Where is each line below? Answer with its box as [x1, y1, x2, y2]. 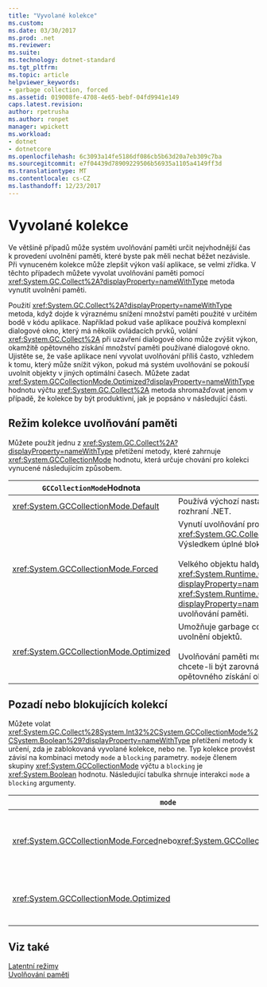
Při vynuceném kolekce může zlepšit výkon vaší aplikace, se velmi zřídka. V [8, 260, 257, 269]
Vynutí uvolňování [177, 519, 245, 530]
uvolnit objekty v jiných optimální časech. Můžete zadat [8, 368, 190, 378]
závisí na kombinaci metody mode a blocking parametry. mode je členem [8, 753, 238, 762]
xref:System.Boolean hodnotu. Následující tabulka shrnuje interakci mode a [8, 770, 250, 779]
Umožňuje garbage [177, 621, 250, 632]
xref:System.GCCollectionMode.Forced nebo [12, 836, 177, 847]
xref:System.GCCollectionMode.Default [12, 500, 160, 511]
